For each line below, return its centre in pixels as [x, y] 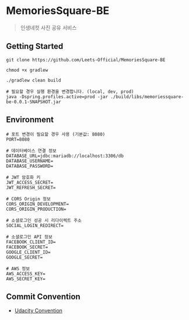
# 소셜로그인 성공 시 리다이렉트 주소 [44, 220]
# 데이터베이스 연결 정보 [32, 151]
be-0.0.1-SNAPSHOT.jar [34, 102]
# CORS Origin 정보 [29, 199]
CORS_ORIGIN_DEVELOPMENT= [37, 204]
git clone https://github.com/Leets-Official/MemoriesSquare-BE [86, 60]
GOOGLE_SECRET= [24, 257]
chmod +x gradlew [27, 70]
